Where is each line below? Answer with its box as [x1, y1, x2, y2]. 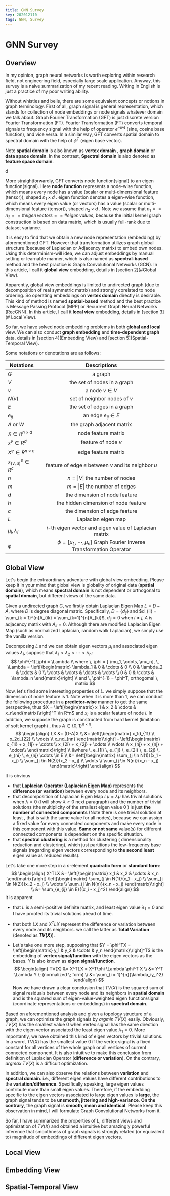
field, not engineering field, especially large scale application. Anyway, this [5, 78, 161, 84]
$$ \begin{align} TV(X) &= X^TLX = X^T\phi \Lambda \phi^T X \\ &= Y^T [14, 966, 163, 972]
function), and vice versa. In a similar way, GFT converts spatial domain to [5, 131, 159, 137]
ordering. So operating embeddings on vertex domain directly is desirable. [5, 292, 161, 299]
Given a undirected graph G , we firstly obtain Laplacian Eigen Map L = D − [5, 603, 160, 609]
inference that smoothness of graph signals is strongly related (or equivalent [5, 1128, 164, 1134]
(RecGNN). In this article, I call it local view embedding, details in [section [5, 309, 159, 315]
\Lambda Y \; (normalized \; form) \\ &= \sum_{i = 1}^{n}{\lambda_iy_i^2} [14, 971, 163, 977]
